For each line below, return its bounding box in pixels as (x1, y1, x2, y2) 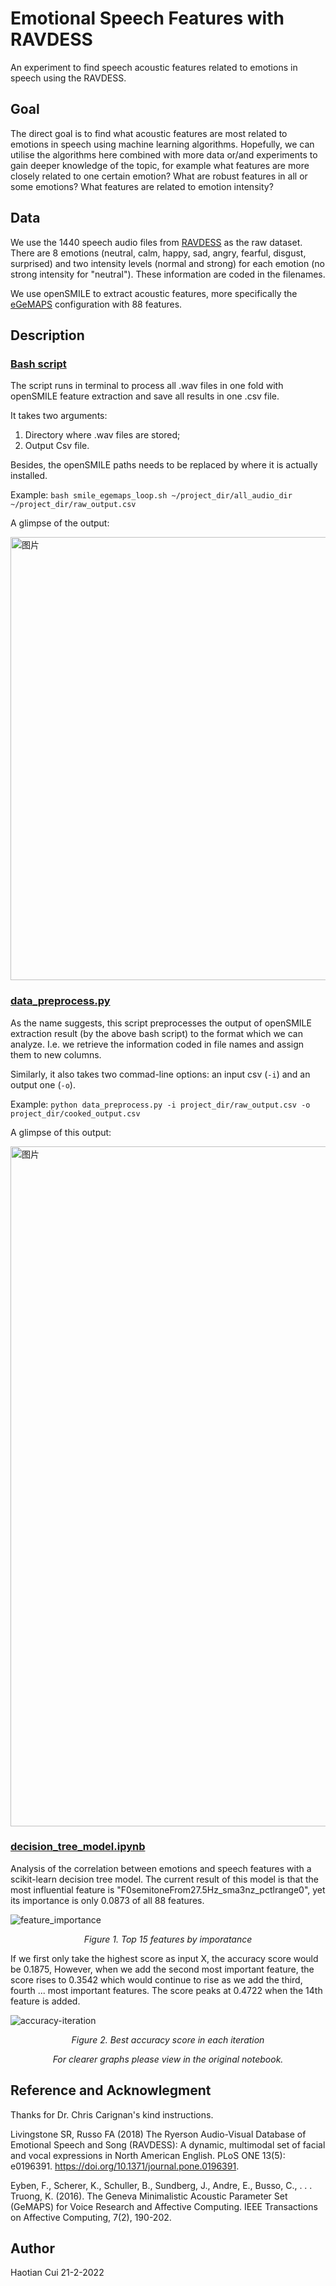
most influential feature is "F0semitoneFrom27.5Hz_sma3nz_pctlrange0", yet (10, 1883, 326, 1896)
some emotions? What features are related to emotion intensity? (10, 180, 274, 192)
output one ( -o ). (10, 1078, 76, 1091)
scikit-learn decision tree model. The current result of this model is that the (10, 1873, 319, 1885)
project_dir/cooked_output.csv (10, 1108, 141, 1119)
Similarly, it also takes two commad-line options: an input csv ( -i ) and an (10, 1068, 311, 1080)
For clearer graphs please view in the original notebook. (52, 2053, 284, 2065)
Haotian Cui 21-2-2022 (10, 2267, 105, 2279)
